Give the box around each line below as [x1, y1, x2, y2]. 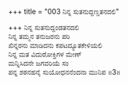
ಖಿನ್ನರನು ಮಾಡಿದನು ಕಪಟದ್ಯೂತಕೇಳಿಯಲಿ [8, 41, 103, 50]
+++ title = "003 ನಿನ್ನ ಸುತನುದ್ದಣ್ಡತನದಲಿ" [8, 7, 120, 16]
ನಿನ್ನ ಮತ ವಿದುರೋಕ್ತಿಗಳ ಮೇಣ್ [8, 49, 82, 59]
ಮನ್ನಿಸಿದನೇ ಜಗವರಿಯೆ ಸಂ [8, 59, 70, 68]
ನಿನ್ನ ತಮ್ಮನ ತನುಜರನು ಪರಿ [8, 32, 70, 41]
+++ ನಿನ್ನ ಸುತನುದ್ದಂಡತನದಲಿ [8, 23, 80, 32]
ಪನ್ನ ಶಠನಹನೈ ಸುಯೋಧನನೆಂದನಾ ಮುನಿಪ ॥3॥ [8, 68, 121, 76]
